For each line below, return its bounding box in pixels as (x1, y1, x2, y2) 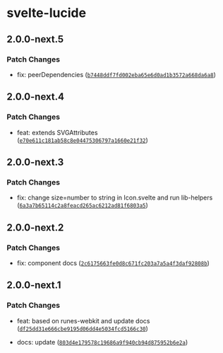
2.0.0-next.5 (6, 33, 64, 45)
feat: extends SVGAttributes (16, 128, 98, 137)
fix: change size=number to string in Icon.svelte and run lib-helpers (16, 193, 213, 202)
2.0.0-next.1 (6, 279, 61, 291)
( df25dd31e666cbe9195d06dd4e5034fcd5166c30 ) (16, 324, 149, 332)
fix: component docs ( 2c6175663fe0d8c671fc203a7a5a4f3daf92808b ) (16, 258, 210, 267)
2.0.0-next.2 (6, 221, 64, 233)
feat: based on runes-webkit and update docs (16, 316, 150, 325)
